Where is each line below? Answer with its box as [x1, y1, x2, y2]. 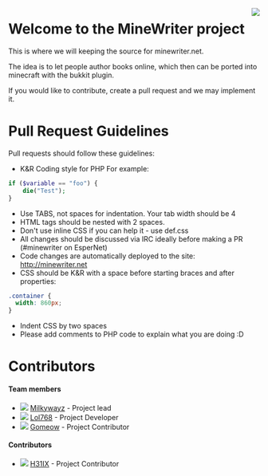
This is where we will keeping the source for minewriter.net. [8, 46, 204, 56]
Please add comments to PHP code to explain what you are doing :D [19, 329, 245, 339]
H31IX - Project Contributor [30, 458, 120, 468]
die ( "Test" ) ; [22, 187, 66, 195]
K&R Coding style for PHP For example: [19, 163, 149, 173]
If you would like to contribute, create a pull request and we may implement [8, 85, 256, 95]
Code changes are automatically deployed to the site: [19, 251, 195, 261]
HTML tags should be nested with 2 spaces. [19, 217, 165, 226]
